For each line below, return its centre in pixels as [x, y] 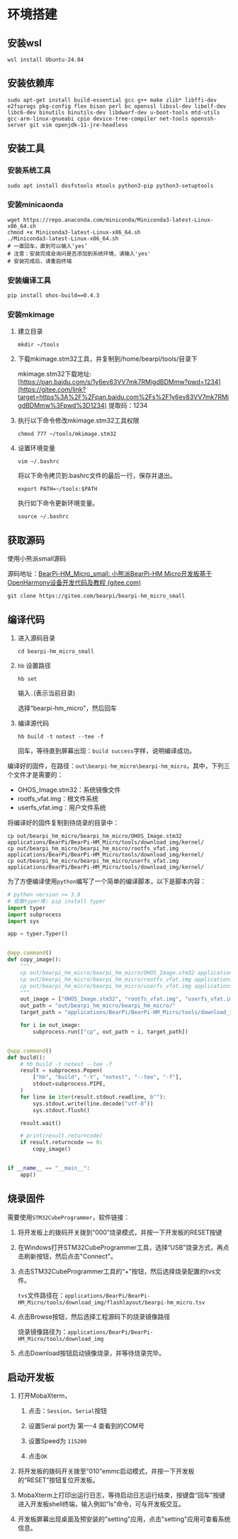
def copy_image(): [34, 959]
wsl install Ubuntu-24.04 [45, 60]
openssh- [204, 119]
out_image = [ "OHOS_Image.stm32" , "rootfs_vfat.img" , [101, 999]
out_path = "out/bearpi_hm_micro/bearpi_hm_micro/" [98, 1006]
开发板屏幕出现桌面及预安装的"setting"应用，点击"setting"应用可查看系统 [124, 1519]
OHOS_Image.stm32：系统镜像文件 [69, 790]
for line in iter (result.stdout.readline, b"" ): [93, 1097]
